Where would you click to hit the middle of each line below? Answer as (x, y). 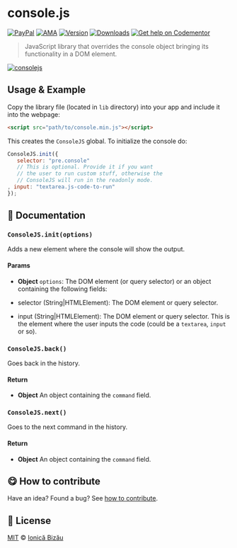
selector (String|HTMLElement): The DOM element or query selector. (118, 302)
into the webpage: (34, 114)
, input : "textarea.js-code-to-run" (61, 187)
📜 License (29, 521)
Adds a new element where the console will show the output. (96, 249)
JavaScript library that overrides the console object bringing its (116, 46)
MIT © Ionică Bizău (35, 538)
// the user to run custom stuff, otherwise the (89, 174)
